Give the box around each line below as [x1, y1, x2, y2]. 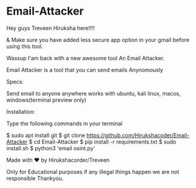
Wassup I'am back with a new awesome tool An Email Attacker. [6, 54, 165, 61]
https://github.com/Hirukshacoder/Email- [86, 131, 190, 139]
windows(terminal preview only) [6, 96, 87, 103]
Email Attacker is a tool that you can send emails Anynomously [6, 66, 163, 74]
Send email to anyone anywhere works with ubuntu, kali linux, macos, [6, 89, 181, 97]
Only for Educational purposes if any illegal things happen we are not [6, 168, 180, 175]
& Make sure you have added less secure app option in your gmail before [6, 36, 190, 43]
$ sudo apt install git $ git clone [6, 131, 85, 139]
